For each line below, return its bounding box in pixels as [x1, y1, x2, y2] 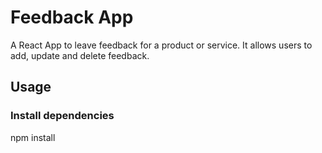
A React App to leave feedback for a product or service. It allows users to [10, 39, 313, 51]
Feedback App [10, 6, 134, 29]
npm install [10, 131, 56, 143]
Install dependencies [10, 109, 115, 123]
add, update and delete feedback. [10, 49, 150, 61]
